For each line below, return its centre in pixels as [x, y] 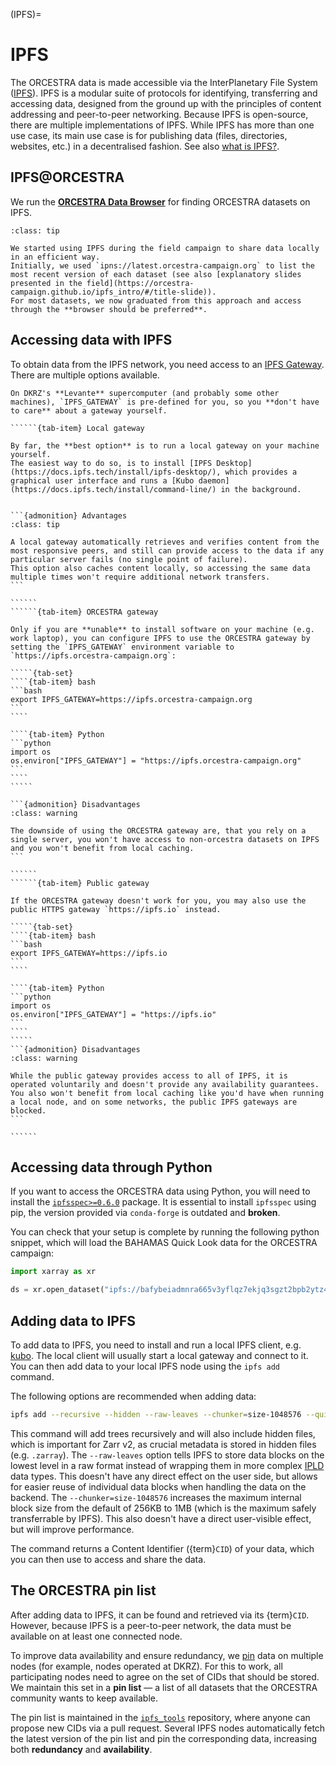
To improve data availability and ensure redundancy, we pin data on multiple [167, 1655]
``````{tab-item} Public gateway [80, 883]
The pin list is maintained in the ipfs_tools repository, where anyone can [160, 1717]
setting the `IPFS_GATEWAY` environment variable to [122, 647]
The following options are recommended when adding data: [133, 1396]
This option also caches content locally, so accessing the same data [160, 568]
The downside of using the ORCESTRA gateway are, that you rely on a [158, 830]
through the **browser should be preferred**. [109, 309]
